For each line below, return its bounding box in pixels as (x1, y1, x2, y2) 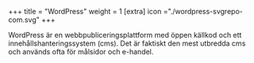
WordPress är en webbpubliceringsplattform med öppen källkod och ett (8, 31, 242, 39)
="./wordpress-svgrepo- (163, 7, 244, 16)
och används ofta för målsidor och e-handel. (8, 47, 154, 56)
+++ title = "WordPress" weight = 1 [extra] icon (8, 7, 162, 16)
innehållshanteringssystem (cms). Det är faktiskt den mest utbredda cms (8, 39, 246, 48)
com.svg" (8, 15, 40, 24)
